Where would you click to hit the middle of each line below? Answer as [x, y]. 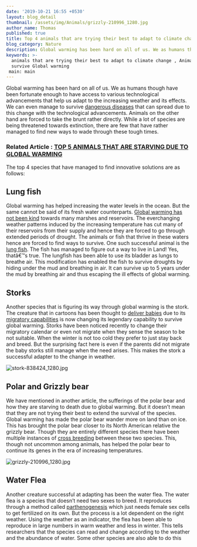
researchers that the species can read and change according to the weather [98, 532]
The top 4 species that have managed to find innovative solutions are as [93, 167]
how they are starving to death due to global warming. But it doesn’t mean [96, 407]
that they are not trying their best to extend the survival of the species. [91, 413]
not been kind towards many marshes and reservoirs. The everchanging [93, 218]
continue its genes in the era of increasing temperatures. [74, 450]
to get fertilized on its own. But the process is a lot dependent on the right [95, 513]
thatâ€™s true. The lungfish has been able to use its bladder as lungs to [92, 256]
